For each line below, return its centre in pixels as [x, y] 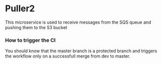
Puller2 [20, 9]
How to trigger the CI [30, 40]
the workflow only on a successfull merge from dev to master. [68, 56]
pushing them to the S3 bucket [36, 27]
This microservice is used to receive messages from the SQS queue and [78, 22]
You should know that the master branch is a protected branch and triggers [81, 51]
